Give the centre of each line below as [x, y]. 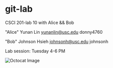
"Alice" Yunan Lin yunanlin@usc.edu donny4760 [54, 32]
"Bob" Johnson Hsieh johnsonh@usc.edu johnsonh [57, 41]
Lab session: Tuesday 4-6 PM [35, 51]
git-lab [19, 9]
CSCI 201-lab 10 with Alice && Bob [40, 23]
